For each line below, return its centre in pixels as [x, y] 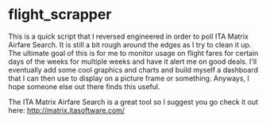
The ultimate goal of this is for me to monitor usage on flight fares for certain [133, 53]
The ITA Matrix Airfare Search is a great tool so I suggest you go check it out [133, 102]
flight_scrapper [60, 15]
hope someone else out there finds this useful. [84, 86]
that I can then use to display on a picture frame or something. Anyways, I [129, 78]
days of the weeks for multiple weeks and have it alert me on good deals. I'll [133, 61]
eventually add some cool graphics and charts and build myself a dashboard [133, 69]
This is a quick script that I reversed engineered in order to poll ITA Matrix [128, 36]
